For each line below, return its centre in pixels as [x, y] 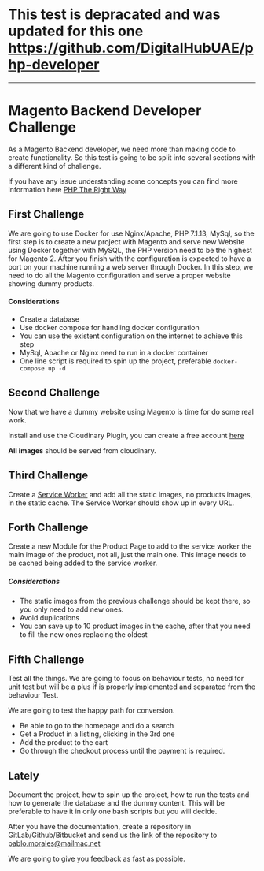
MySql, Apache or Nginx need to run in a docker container [114, 352]
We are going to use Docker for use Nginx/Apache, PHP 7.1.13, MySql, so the [132, 233]
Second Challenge [54, 393]
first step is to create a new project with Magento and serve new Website [126, 241]
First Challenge [46, 214]
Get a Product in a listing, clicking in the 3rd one [97, 734]
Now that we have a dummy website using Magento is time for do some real [131, 411]
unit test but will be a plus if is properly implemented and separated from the [132, 687]
